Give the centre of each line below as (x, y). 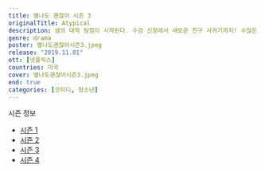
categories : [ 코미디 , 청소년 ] (53, 90)
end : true (25, 82)
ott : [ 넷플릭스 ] (32, 61)
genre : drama (30, 38)
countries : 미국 (33, 68)
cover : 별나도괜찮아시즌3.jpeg (53, 75)
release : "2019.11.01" (46, 53)
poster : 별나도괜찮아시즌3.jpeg (55, 45)
